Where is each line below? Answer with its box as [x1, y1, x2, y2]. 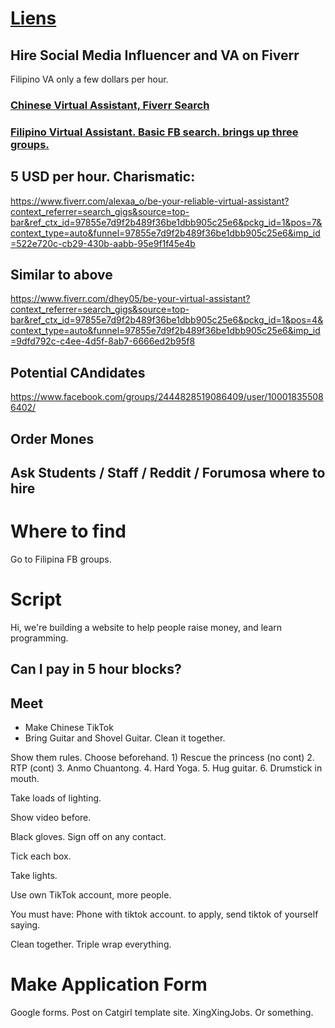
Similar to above [10, 267, 113, 284]
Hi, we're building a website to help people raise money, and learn [10, 621, 283, 633]
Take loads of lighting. [10, 792, 102, 804]
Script [10, 588, 62, 611]
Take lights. [10, 870, 58, 882]
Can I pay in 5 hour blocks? [10, 661, 182, 678]
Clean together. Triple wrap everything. [10, 938, 172, 951]
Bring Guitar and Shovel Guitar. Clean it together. [24, 732, 226, 744]
